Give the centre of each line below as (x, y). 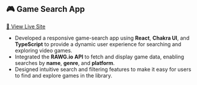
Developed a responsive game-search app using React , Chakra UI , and (102, 38)
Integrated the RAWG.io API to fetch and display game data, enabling (99, 57)
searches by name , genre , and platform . (65, 63)
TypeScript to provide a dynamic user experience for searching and (98, 44)
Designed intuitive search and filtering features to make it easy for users (103, 69)
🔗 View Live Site (26, 26)
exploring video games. (43, 50)
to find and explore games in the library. (63, 76)
